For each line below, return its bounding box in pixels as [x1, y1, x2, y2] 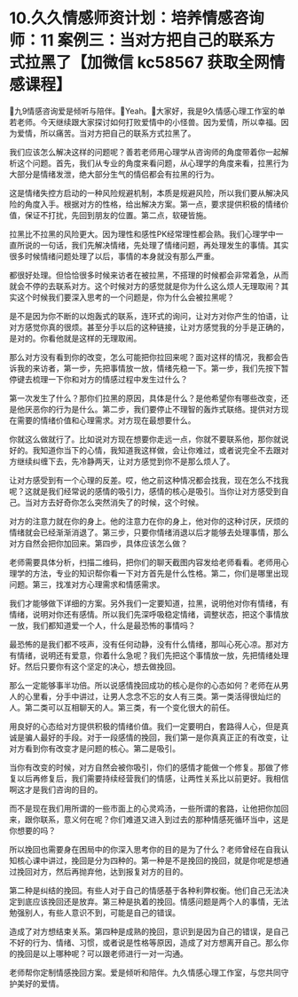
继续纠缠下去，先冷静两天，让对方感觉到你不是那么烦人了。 [16, 456, 235, 467]
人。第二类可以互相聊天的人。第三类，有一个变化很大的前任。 [9, 702, 235, 712]
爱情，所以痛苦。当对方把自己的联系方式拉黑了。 [16, 128, 196, 138]
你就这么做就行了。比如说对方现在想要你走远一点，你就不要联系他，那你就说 [9, 434, 289, 444]
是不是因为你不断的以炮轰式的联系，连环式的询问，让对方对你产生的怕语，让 [9, 310, 289, 321]
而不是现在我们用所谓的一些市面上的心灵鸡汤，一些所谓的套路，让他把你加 [9, 803, 281, 813]
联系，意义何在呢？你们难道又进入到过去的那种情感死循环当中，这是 [39, 813, 289, 825]
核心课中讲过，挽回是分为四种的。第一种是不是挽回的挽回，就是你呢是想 [16, 855, 281, 866]
